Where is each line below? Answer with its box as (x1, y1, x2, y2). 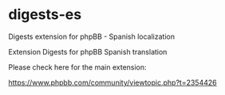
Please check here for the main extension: (8, 62, 147, 72)
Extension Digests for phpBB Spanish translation (8, 47, 168, 56)
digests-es (8, 6, 82, 24)
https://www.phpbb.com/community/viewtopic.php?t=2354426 (8, 78, 217, 87)
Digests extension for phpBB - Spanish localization (8, 32, 176, 41)
